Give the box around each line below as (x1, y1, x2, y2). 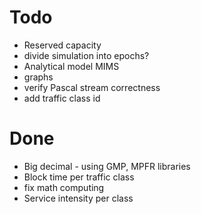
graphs (23, 71, 54, 83)
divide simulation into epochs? (23, 49, 150, 61)
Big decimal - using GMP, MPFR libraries (23, 160, 191, 172)
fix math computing (23, 181, 105, 193)
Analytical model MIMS (23, 60, 120, 72)
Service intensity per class (23, 192, 134, 204)
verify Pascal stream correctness (23, 81, 161, 93)
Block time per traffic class (23, 171, 135, 183)
